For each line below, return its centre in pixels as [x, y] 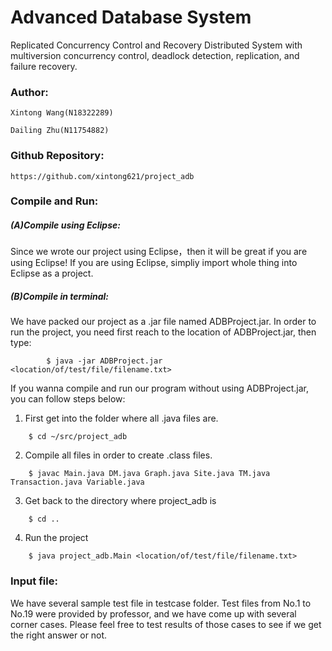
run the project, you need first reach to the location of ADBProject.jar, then [163, 332]
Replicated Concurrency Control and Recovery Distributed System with [156, 45]
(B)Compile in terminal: [59, 297]
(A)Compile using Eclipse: [65, 225]
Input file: [34, 581]
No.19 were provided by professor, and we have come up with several [153, 613]
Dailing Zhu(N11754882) [60, 131]
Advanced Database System [131, 17]
